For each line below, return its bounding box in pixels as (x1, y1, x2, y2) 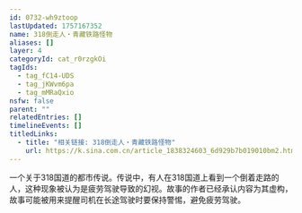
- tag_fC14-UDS (17, 72, 75, 81)
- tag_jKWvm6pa (17, 80, 75, 89)
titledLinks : (9, 130, 58, 139)
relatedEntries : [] (9, 113, 83, 122)
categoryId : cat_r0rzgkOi (9, 55, 106, 64)
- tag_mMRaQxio (17, 88, 75, 97)
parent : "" (9, 105, 50, 114)
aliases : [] (9, 38, 54, 47)
